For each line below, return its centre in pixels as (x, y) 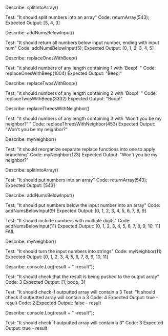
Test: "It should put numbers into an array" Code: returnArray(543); (76, 180)
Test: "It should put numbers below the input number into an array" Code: (83, 205)
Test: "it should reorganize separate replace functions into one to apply (80, 149)
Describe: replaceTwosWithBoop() (41, 83)
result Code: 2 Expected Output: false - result (53, 303)
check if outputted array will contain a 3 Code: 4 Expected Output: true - (82, 297)
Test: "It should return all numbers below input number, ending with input (82, 43)
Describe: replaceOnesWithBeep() (41, 58)
